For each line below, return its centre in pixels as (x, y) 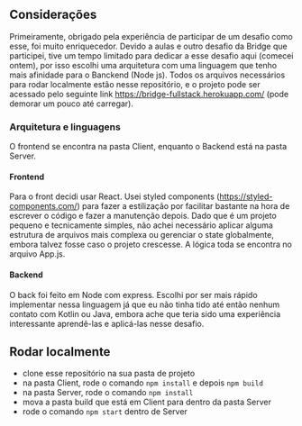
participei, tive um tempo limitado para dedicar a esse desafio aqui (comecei (151, 55)
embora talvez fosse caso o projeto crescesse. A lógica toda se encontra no (151, 245)
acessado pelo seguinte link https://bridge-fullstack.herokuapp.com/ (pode (149, 94)
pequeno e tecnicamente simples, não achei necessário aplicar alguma (141, 225)
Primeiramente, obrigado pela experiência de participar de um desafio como (151, 36)
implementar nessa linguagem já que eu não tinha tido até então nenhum (145, 304)
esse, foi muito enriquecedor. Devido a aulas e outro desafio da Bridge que (148, 46)
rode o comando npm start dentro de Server (105, 412)
